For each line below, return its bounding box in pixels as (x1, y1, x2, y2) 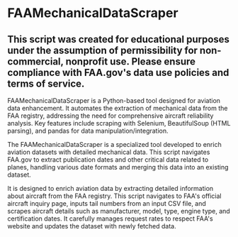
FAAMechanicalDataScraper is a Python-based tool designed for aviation (7, 97, 221, 104)
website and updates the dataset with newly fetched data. (7, 222, 176, 230)
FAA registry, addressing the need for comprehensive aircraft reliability (7, 111, 214, 120)
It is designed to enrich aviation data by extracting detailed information (7, 184, 214, 192)
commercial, (7, 55, 64, 67)
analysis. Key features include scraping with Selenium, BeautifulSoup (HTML (7, 119, 231, 127)
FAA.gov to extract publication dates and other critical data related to (7, 155, 209, 164)
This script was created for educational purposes (7, 33, 230, 45)
